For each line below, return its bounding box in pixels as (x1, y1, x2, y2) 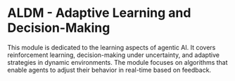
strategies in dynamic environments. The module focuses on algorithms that (7, 58, 228, 66)
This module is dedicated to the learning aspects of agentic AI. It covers (7, 43, 216, 51)
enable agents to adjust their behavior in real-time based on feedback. (7, 66, 212, 74)
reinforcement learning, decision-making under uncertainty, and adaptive (7, 51, 220, 59)
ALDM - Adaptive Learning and (7, 5, 191, 21)
